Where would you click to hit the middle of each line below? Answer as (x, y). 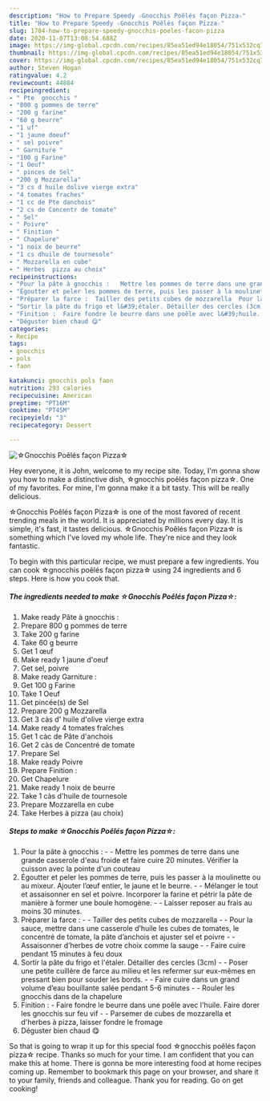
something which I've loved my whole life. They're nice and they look (123, 537)
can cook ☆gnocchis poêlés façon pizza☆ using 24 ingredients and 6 (125, 569)
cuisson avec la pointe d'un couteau (81, 868)
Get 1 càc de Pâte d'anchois (66, 736)
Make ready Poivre (52, 762)
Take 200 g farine (50, 633)
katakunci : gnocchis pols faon (61, 380)
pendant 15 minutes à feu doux (71, 953)
